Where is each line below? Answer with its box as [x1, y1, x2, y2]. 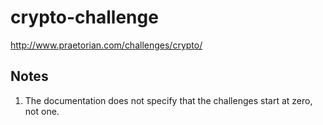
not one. [24, 105, 60, 117]
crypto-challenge [10, 6, 159, 29]
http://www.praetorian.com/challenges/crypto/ [10, 39, 203, 51]
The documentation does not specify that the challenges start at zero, [24, 94, 313, 106]
